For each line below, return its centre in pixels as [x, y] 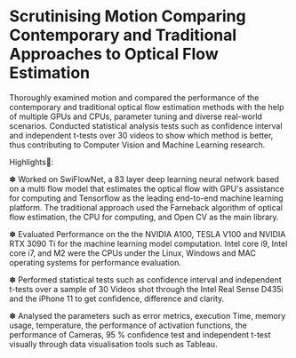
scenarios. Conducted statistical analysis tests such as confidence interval [146, 125]
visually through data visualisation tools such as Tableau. [113, 344]
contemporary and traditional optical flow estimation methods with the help [147, 107]
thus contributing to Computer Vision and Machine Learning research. [137, 145]
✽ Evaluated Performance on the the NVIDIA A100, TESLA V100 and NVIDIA [148, 234]
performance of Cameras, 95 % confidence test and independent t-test [140, 334]
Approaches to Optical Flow [114, 54]
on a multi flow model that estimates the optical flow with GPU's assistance [147, 188]
